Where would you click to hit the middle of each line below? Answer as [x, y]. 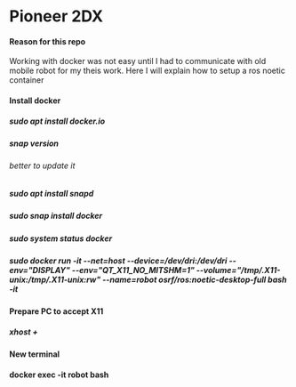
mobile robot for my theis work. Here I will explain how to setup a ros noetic [148, 71]
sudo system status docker [61, 238]
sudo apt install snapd [52, 193]
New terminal [35, 354]
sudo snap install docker [56, 216]
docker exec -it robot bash [59, 375]
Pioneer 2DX [56, 16]
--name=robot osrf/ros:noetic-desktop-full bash [194, 280]
